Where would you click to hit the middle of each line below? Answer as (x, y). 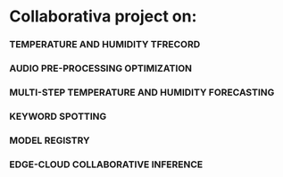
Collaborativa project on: (103, 17)
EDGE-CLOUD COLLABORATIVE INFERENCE (106, 164)
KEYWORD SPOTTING (58, 116)
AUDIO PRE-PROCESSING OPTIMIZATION (101, 69)
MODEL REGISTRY (50, 140)
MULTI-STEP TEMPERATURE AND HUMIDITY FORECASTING (142, 92)
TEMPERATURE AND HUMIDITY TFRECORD (105, 45)
